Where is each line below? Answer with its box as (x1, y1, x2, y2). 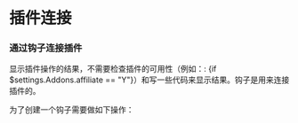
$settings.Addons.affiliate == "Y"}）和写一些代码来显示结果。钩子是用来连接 (9, 74, 290, 85)
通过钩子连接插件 (9, 42, 83, 54)
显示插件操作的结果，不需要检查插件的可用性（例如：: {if (9, 64, 217, 74)
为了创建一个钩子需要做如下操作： (9, 104, 134, 115)
